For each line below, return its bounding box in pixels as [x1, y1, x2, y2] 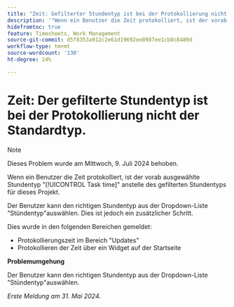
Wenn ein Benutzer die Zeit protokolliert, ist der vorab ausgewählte [7, 173, 200, 181]
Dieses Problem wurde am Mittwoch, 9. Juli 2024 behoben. [7, 159, 179, 167]
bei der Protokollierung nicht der [7, 107, 200, 123]
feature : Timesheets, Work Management [7, 30, 121, 37]
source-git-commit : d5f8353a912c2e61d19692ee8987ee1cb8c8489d [7, 37, 193, 44]
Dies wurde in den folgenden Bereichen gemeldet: [7, 222, 152, 230]
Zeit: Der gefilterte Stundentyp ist [7, 92, 209, 108]
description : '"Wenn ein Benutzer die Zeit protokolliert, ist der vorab [7, 17, 228, 24]
